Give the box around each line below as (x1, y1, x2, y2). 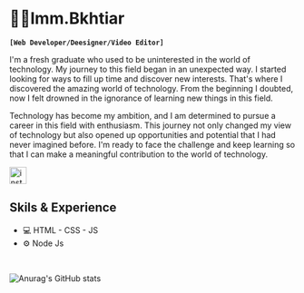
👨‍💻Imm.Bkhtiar (9, 8, 125, 29)
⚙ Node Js (22, 238, 64, 249)
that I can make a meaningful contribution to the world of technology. (9, 149, 269, 160)
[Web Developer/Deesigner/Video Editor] (9, 38, 165, 47)
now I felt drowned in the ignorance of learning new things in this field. (9, 93, 274, 103)
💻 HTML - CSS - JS (22, 224, 98, 235)
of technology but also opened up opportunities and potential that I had (9, 129, 277, 140)
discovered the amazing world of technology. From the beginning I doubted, (9, 83, 294, 93)
